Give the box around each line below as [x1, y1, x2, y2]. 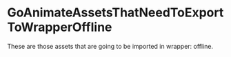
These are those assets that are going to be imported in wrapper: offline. [7, 42, 214, 50]
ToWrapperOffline [7, 19, 112, 35]
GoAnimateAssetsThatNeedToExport [7, 5, 224, 21]
